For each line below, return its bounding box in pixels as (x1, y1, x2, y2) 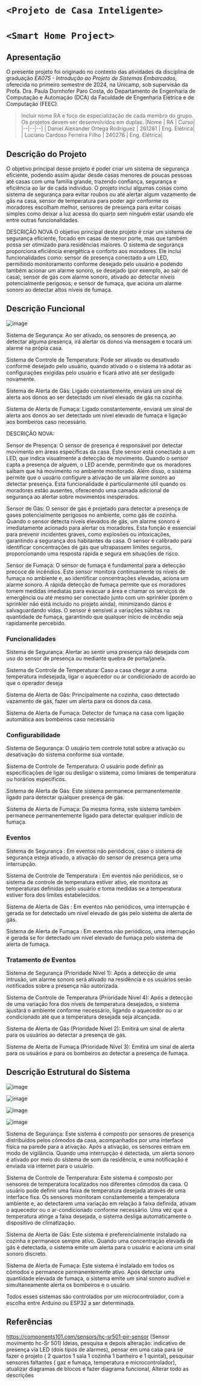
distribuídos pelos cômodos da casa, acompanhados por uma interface (6, 1136, 184, 1143)
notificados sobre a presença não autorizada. (6, 982, 119, 989)
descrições (6, 1371, 34, 1379)
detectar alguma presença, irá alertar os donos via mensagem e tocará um (6, 338, 192, 345)
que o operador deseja (6, 679, 63, 687)
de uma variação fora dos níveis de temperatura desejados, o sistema (6, 1000, 180, 1007)
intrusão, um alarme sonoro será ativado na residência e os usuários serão (6, 976, 192, 983)
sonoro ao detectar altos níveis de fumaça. (6, 286, 113, 293)
